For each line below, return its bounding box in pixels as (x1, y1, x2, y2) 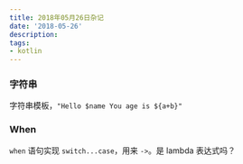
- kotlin (9, 47, 42, 56)
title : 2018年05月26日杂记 (9, 13, 104, 23)
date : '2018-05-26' (9, 22, 83, 31)
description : (9, 30, 59, 39)
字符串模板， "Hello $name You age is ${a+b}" (9, 100, 182, 111)
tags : (9, 38, 30, 48)
